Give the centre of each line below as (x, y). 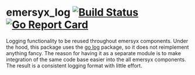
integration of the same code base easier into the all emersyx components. (96, 59)
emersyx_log (38, 12)
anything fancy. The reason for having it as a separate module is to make (93, 53)
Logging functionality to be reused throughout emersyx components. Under (97, 41)
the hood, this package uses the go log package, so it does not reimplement (97, 47)
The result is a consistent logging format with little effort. (74, 65)
